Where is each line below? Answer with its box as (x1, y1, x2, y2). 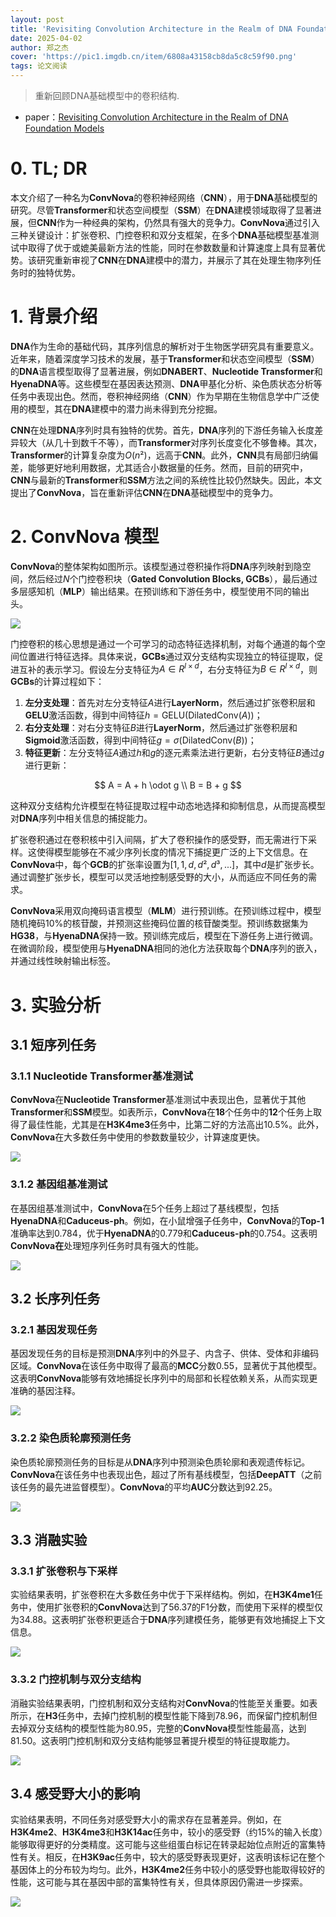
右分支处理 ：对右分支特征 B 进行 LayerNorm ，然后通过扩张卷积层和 (24, 722, 298, 734)
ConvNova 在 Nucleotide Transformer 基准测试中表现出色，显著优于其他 (10, 1094, 307, 1106)
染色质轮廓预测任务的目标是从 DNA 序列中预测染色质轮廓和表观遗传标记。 (10, 1456, 311, 1468)
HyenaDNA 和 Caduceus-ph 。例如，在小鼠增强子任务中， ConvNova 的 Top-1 (10, 1214, 325, 1226)
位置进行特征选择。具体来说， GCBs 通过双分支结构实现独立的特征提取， (18, 650, 315, 662)
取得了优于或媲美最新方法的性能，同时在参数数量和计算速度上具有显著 (27, 241, 317, 253)
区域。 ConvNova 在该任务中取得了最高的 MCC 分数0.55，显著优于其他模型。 (10, 1360, 322, 1372)
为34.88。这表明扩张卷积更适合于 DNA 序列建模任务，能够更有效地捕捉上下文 (10, 1614, 326, 1626)
